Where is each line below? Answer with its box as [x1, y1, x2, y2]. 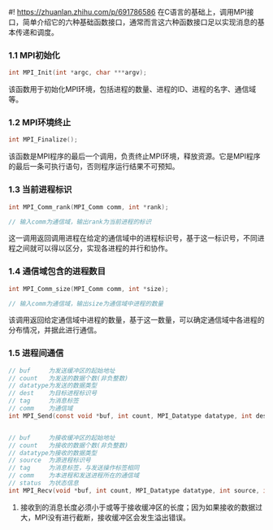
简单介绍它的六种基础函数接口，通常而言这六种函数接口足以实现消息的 [22, 17, 258, 27]
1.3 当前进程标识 [8, 184, 72, 195]
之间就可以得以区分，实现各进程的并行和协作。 [15, 243, 172, 254]
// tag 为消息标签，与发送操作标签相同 [8, 464, 140, 472]
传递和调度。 [15, 28, 58, 37]
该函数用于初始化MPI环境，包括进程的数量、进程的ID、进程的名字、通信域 [8, 85, 257, 94]
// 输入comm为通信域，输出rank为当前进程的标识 [8, 218, 152, 226]
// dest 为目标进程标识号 [8, 389, 97, 397]
